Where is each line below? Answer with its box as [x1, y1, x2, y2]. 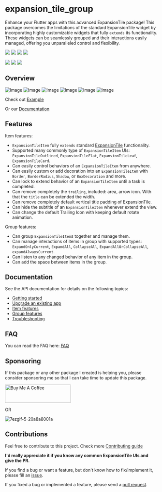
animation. [12, 214, 33, 220]
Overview [5, 74, 35, 82]
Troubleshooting [12, 316, 45, 322]
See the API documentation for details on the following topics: [5, 286, 128, 292]
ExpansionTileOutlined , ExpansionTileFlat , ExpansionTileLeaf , [12, 152, 138, 158]
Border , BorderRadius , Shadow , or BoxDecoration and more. [12, 173, 127, 179]
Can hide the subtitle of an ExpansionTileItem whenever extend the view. [12, 204, 158, 210]
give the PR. [5, 458, 30, 463]
